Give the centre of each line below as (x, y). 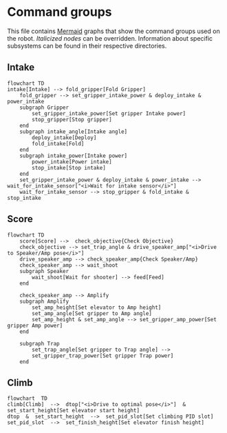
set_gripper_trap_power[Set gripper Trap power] (103, 356)
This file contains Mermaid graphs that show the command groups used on (113, 31)
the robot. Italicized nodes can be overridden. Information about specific (110, 38)
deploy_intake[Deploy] (64, 138)
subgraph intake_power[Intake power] (74, 156)
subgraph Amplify (44, 301)
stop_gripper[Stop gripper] (72, 119)
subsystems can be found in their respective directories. (87, 46)
